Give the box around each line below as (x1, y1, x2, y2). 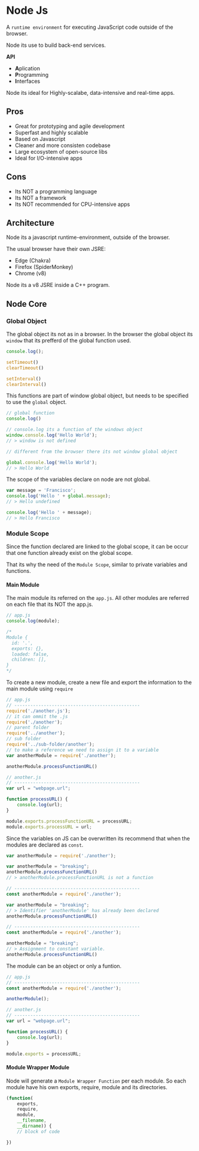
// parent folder (6, 725, 50, 731)
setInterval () (6, 376, 42, 382)
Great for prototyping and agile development (14, 122, 125, 130)
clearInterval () (6, 381, 47, 387)
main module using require (6, 685, 74, 692)
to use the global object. (6, 399, 67, 406)
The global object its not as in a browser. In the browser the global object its (6, 331, 193, 338)
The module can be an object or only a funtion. (6, 962, 122, 970)
